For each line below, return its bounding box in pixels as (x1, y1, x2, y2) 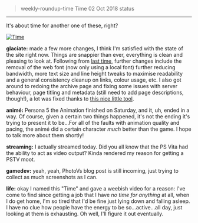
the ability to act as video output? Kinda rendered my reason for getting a (6, 150, 184, 156)
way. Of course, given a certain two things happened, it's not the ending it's (6, 113, 190, 120)
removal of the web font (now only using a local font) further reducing (6, 64, 176, 70)
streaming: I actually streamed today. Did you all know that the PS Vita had (6, 143, 189, 150)
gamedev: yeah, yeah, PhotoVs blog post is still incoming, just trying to (6, 167, 179, 174)
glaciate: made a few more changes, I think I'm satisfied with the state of (6, 45, 184, 52)
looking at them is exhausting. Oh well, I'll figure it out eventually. (6, 210, 164, 217)
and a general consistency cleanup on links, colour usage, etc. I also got (6, 76, 181, 83)
